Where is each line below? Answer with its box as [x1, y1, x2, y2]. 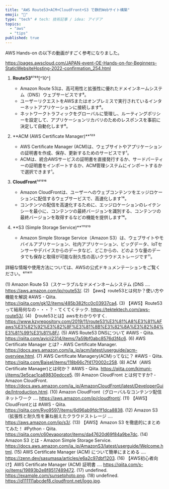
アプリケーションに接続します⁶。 [37, 104, 106, 110]
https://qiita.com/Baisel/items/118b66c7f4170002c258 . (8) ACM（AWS [5, 359, 151, 365]
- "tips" [10, 31, 28, 36]
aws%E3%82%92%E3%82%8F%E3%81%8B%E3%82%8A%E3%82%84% [5, 323, 164, 330]
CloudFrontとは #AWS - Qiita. [5, 401, 66, 407]
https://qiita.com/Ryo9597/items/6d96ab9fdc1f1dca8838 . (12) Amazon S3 [5, 407, 158, 413]
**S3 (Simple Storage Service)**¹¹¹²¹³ [12, 224, 91, 230]
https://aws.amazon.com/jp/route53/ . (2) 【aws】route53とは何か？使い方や [5, 287, 164, 293]
